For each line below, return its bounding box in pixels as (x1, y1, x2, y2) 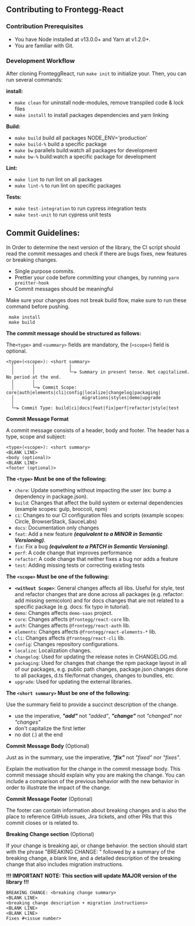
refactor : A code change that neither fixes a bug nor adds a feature (14, 555, 179, 562)
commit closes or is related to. (6, 819, 79, 826)
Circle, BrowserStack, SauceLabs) (14, 517, 97, 525)
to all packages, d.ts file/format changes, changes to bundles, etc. (14, 671, 175, 678)
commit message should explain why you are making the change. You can (6, 771, 185, 778)
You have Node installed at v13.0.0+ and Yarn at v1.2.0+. (14, 35, 151, 43)
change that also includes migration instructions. (6, 861, 124, 868)
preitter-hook (14, 280, 49, 286)
